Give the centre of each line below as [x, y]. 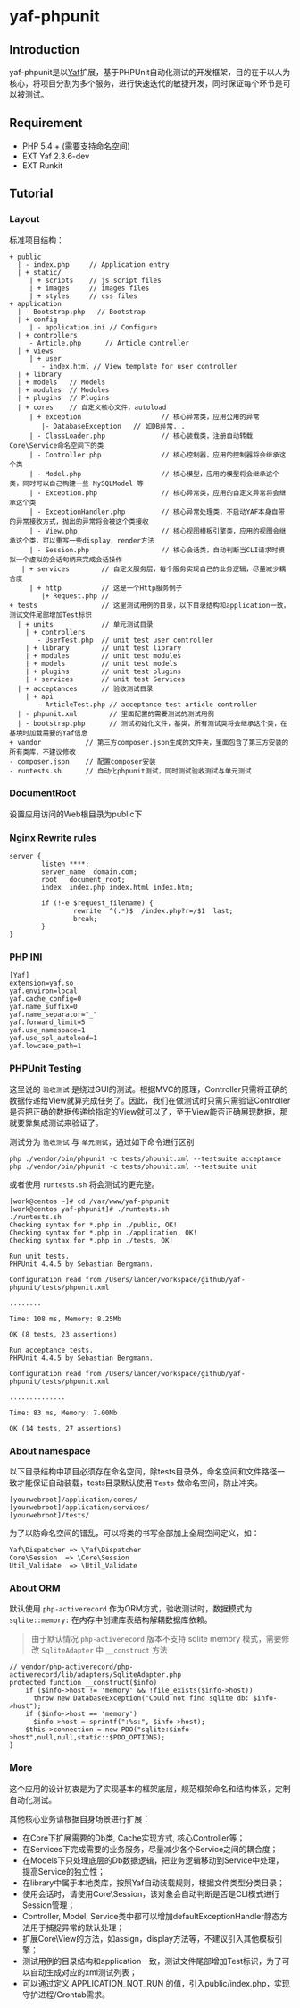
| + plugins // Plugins [63, 397]
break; [85, 919]
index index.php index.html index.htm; [117, 888]
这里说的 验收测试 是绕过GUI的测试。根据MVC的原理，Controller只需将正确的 [149, 1089]
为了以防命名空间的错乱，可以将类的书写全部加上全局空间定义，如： [134, 1533]
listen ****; [66, 864]
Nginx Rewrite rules [53, 837]
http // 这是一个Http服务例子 [114, 588]
